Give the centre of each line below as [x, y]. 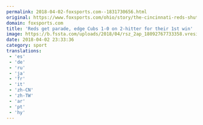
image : [14, 34]
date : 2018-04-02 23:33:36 [40, 40]
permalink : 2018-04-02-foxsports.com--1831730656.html [77, 12]
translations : [24, 51]
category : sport [27, 46]
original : [19, 17]
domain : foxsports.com [35, 23]
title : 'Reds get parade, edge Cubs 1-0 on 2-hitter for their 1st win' [100, 29]
